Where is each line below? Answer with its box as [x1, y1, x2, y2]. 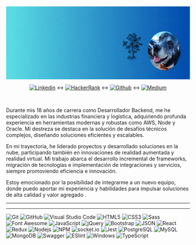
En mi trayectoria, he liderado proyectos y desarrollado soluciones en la [6, 143, 178, 149]
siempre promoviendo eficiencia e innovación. [6, 167, 117, 174]
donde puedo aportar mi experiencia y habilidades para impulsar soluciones [6, 185, 189, 192]
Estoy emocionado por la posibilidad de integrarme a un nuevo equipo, [6, 179, 176, 185]
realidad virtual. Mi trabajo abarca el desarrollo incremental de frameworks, [6, 155, 187, 162]
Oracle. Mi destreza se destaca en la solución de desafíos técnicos [6, 125, 167, 132]
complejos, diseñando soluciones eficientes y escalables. [6, 132, 145, 138]
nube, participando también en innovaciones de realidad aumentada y [6, 149, 174, 156]
